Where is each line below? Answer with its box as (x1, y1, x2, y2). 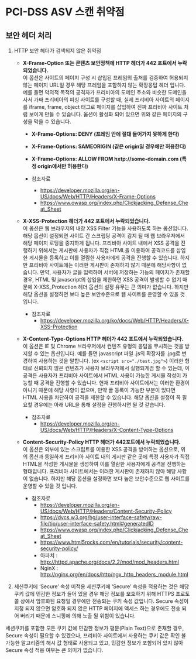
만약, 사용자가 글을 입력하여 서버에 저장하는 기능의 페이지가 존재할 (40, 269, 190, 276)
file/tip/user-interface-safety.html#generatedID (40, 520, 154, 527)
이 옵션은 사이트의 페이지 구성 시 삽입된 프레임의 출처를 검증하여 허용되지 (22, 74, 188, 81)
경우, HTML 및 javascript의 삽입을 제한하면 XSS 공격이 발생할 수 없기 (22, 276, 182, 283)
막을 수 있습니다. (33, 118, 71, 125)
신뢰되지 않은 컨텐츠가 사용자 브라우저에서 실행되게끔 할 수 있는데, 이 (33, 365, 190, 372)
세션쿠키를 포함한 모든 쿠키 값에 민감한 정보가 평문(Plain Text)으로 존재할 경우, (5, 624, 184, 631)
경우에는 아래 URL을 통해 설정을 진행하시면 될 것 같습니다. (33, 401, 166, 408)
